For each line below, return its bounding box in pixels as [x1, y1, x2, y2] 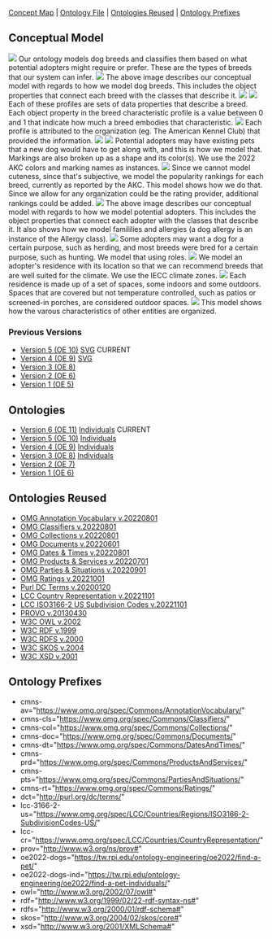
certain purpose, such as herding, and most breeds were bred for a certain [8, 242, 258, 252]
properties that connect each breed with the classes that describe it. [8, 90, 238, 100]
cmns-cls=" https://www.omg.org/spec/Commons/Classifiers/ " [19, 714, 231, 723]
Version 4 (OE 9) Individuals [19, 442, 114, 452]
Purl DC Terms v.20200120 [19, 582, 111, 592]
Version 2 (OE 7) [19, 459, 76, 469]
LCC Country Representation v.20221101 [19, 591, 156, 601]
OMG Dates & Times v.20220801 [19, 548, 130, 557]
